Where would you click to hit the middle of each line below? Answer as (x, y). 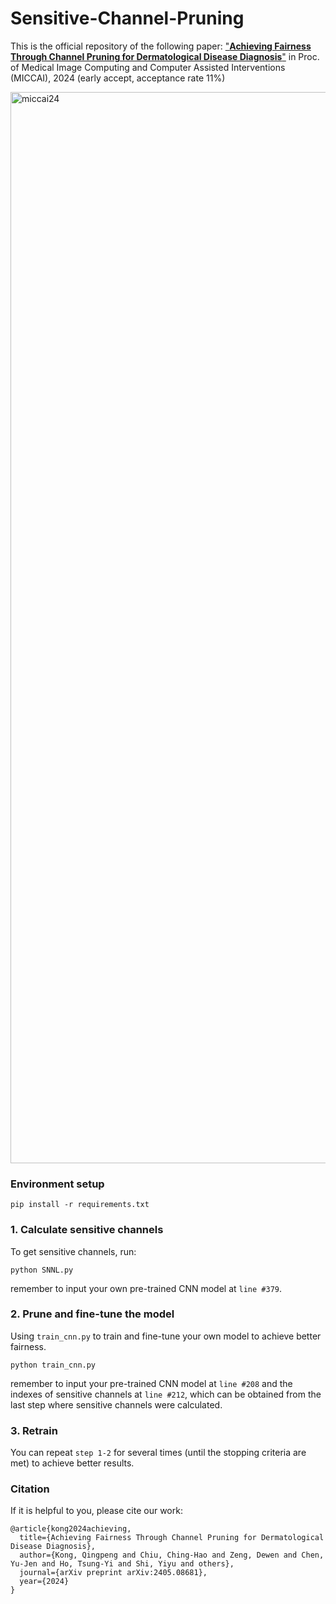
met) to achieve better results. (72, 1463)
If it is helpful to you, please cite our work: (96, 1511)
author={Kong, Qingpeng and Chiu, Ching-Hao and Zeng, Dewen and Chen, (172, 1555)
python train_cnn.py (53, 1365)
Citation (30, 1489)
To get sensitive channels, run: (73, 1251)
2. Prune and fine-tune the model (92, 1314)
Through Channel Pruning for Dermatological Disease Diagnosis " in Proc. (165, 56)
